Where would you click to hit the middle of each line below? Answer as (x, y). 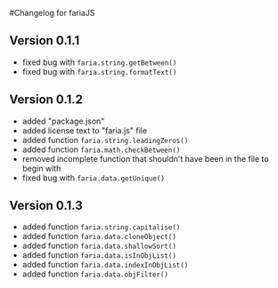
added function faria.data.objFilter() (95, 274)
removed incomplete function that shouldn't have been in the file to (145, 158)
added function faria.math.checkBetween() (101, 149)
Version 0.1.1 (45, 40)
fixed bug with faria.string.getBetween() (99, 62)
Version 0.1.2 (46, 100)
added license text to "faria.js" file (85, 130)
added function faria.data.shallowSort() (99, 246)
